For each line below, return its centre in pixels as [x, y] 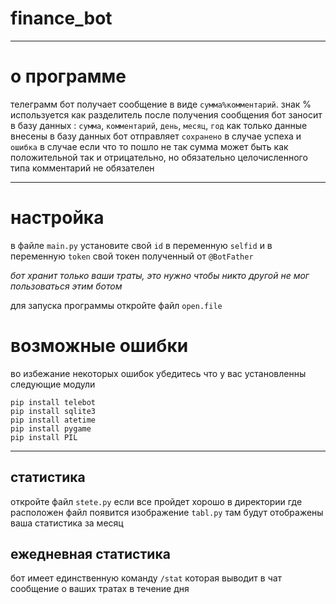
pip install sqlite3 [53, 411]
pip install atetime [53, 420]
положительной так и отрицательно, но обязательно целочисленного [159, 157]
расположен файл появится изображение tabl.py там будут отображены [167, 512]
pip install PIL [44, 437]
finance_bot [61, 18]
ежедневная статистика [90, 553]
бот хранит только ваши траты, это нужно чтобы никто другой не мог [160, 275]
